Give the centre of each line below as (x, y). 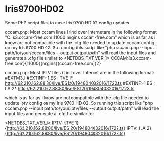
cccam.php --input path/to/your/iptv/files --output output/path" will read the (82, 108)
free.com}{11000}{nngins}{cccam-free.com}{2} (53, 63)
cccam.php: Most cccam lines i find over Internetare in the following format (81, 32)
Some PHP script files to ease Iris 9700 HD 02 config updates (67, 23)
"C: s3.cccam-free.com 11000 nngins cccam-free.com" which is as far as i (80, 37)
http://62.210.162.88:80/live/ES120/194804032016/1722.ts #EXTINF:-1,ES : (80, 83)
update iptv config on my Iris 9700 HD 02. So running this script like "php (79, 103)
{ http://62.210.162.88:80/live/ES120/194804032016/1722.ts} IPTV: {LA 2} (78, 128)
